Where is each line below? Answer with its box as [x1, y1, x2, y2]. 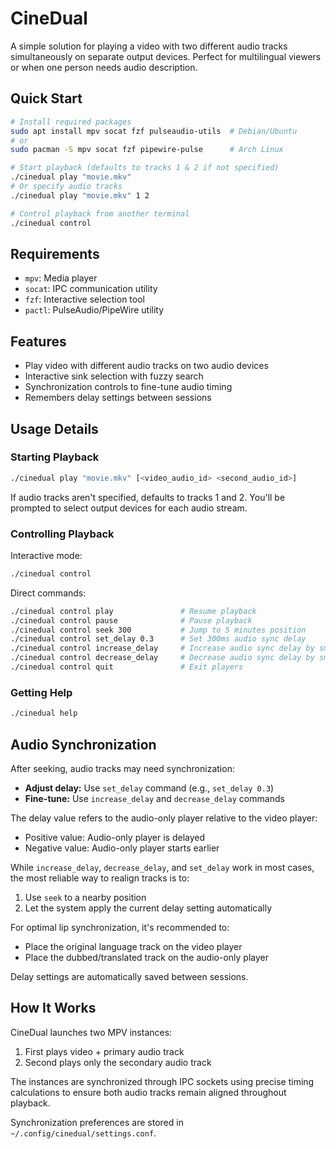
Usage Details [10, 420, 99, 437]
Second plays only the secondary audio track [24, 1056, 212, 1068]
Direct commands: [10, 587, 87, 599]
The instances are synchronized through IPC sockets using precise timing [10, 1075, 315, 1087]
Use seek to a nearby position [24, 891, 147, 903]
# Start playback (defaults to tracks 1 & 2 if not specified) [10, 163, 280, 173]
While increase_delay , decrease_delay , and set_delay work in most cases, [10, 861, 315, 873]
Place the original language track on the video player [24, 940, 243, 952]
